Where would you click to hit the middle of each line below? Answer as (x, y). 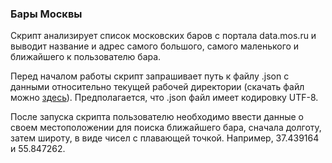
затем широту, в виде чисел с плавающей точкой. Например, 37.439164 (165, 138)
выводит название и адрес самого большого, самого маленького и (155, 46)
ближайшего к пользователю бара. (86, 57)
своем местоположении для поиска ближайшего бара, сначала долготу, (166, 128)
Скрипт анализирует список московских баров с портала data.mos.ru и (163, 36)
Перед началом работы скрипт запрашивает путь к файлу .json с (150, 76)
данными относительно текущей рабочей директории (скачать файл (157, 87)
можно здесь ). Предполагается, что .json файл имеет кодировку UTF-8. (164, 98)
